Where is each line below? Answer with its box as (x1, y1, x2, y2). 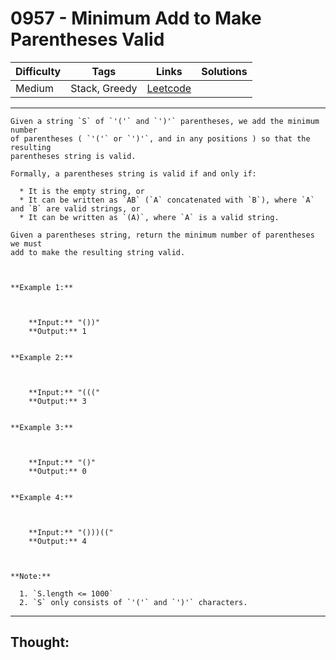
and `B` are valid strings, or (10, 203, 141, 214)
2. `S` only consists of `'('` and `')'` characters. (19, 597, 248, 607)
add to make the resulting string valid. (10, 247, 186, 257)
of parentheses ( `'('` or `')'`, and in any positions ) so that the (10, 133, 311, 144)
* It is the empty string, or (19, 186, 145, 196)
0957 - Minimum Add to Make (10, 7, 262, 30)
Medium (15, 81, 54, 95)
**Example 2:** (10, 352, 74, 362)
